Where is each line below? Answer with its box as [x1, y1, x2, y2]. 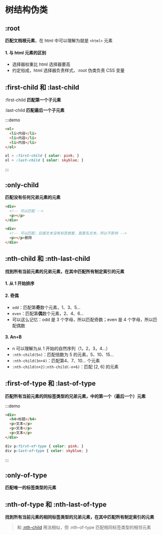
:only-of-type [5, 471, 47, 480]
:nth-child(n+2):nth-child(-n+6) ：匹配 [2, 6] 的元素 [12, 364, 119, 369]
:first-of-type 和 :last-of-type [5, 379, 96, 387]
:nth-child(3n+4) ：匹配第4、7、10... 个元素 [12, 357, 100, 363]
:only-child [5, 181, 39, 189]
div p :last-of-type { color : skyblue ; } [5, 448, 89, 453]
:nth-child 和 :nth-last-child [5, 255, 90, 263]
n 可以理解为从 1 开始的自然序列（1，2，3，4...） [12, 345, 110, 351]
